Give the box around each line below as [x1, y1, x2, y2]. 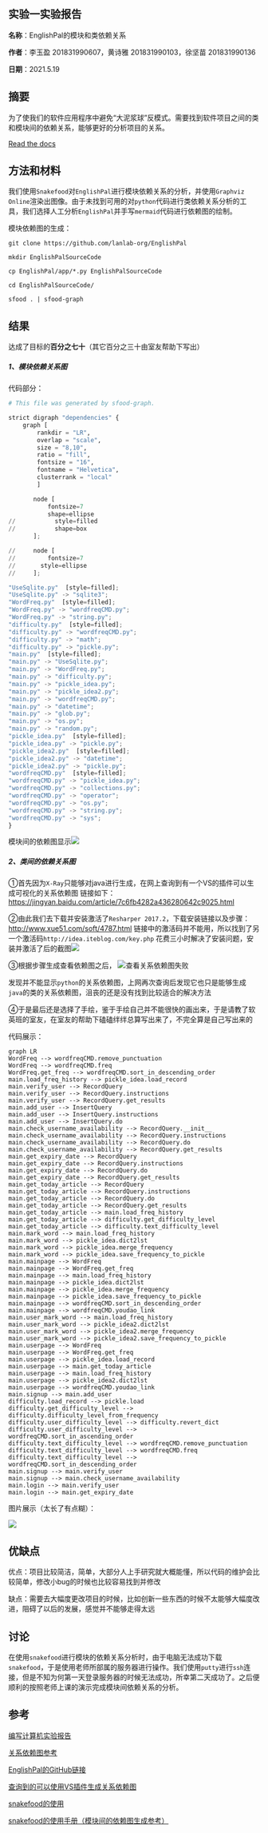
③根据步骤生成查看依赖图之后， [8, 960, 116, 970]
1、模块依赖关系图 [8, 361, 68, 371]
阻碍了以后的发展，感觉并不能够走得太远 [22, 1604, 156, 1614]
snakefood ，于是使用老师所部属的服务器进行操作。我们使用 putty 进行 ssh [8, 1663, 244, 1672]
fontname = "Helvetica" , [37, 466, 120, 474]
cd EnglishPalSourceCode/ [8, 282, 94, 290]
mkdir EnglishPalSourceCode [8, 254, 102, 262]
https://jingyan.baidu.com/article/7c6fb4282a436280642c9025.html [8, 897, 235, 907]
